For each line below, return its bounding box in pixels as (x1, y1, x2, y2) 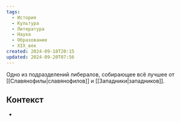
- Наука (12, 32, 32, 38)
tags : (6, 8, 20, 15)
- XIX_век (12, 43, 36, 49)
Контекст (6, 95, 44, 105)
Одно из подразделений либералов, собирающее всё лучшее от (6, 70, 175, 78)
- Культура (12, 20, 39, 26)
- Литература (12, 25, 45, 32)
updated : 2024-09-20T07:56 (6, 54, 75, 60)
